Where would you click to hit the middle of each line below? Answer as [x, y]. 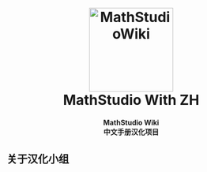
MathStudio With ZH [131, 100]
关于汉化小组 [38, 159]
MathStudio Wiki [131, 122]
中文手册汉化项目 [131, 132]
